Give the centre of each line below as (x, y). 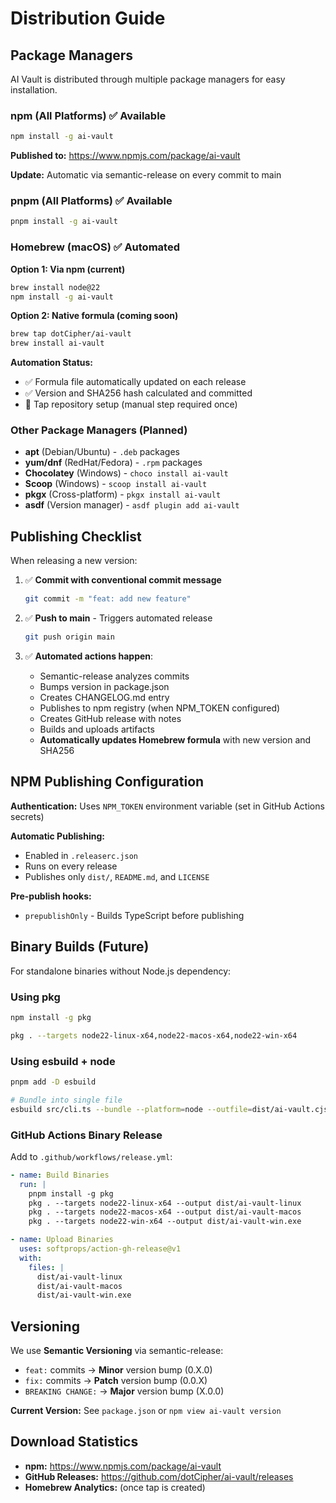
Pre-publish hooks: (51, 896)
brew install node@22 (55, 287)
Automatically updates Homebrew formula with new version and (175, 740)
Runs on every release (71, 866)
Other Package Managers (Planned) (99, 430)
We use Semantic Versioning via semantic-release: (117, 1351)
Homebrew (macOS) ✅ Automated (95, 247)
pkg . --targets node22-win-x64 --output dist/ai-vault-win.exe (165, 1222)
